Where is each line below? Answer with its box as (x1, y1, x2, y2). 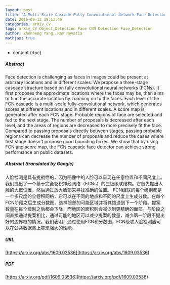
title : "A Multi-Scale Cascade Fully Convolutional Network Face (5, 12, 146, 17)
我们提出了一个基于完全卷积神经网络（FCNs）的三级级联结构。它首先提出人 (5, 180, 163, 186)
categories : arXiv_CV (5, 21, 51, 27)
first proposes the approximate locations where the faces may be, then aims (5, 90, 164, 96)
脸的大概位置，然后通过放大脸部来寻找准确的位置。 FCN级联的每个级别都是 (5, 187, 162, 193)
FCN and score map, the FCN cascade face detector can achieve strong (5, 144, 156, 150)
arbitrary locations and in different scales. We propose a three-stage (5, 79, 148, 85)
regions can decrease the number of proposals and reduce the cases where (5, 133, 164, 139)
